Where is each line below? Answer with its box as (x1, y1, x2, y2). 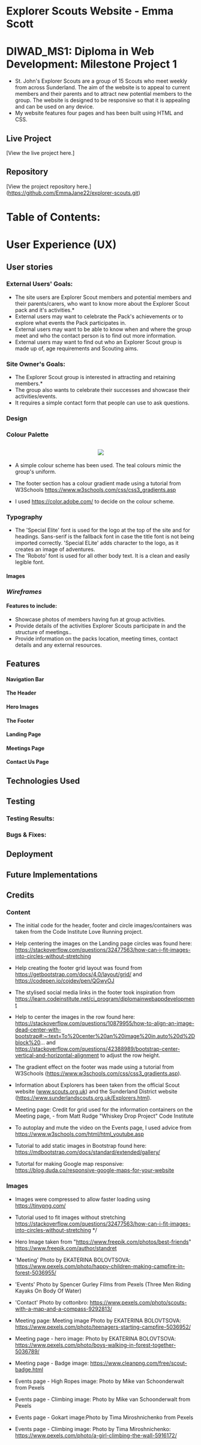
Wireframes (6, 587, 42, 596)
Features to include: (6, 602, 58, 609)
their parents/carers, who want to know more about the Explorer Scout (14, 300, 190, 307)
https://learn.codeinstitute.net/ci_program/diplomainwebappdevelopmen (14, 995, 195, 1003)
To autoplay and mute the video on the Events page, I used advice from (14, 1124, 192, 1132)
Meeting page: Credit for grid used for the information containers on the (14, 1106, 193, 1113)
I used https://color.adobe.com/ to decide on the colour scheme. (14, 497, 175, 505)
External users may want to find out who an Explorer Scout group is (14, 338, 182, 345)
